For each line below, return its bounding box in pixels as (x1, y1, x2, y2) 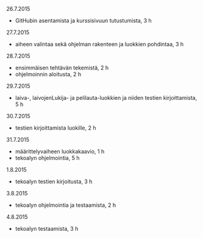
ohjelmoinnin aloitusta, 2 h (15, 71, 82, 78)
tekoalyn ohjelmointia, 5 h (15, 155, 80, 161)
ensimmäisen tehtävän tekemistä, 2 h (15, 64, 109, 71)
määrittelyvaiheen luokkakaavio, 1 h (15, 148, 105, 155)
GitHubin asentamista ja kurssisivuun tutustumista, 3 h (15, 17, 152, 24)
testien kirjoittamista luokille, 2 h (15, 124, 96, 131)
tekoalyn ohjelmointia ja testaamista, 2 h (15, 201, 116, 209)
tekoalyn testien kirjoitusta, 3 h (15, 178, 93, 185)
